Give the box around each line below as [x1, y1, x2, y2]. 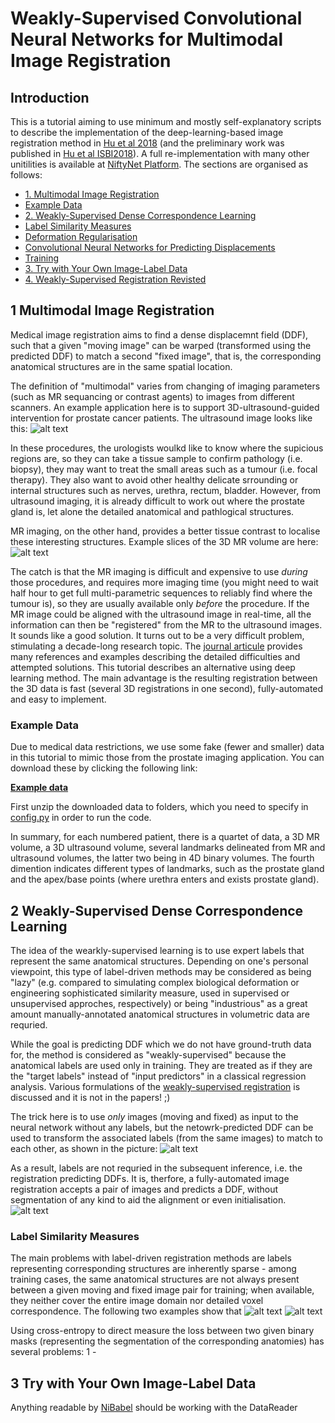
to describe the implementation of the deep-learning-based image [10, 127, 284, 138]
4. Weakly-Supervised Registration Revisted [24, 273, 207, 285]
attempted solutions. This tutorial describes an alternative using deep [10, 661, 296, 673]
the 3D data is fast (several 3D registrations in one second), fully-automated [10, 682, 324, 694]
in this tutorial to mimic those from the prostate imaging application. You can [10, 752, 325, 764]
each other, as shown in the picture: [10, 1142, 158, 1154]
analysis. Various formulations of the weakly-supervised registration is [10, 1080, 301, 1092]
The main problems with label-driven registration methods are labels [10, 1252, 292, 1264]
